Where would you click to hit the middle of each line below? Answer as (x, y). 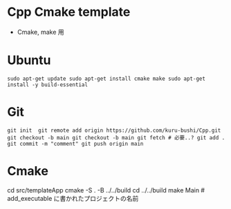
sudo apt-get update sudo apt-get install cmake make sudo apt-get (107, 79)
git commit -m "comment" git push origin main (75, 143)
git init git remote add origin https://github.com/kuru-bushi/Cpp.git (114, 130)
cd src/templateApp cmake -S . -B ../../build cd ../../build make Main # (106, 190)
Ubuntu (29, 60)
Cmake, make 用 (40, 32)
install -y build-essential (48, 84)
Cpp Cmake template (69, 12)
